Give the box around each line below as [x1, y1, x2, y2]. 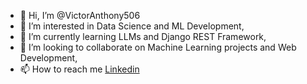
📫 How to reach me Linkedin [19, 63, 140, 75]
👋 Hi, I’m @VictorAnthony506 [19, 10, 141, 21]
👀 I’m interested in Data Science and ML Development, [19, 20, 245, 32]
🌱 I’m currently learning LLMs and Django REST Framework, [19, 31, 267, 42]
